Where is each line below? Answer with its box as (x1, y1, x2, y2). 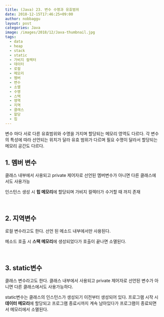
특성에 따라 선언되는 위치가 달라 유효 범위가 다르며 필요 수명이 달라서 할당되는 (10, 137, 158, 143)
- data (9, 39, 23, 44)
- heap (9, 44, 23, 49)
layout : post (5, 21, 32, 26)
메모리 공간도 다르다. (5, 143, 45, 148)
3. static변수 (5, 264, 43, 272)
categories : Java (5, 25, 41, 30)
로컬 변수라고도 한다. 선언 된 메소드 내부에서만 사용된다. (5, 228, 111, 234)
